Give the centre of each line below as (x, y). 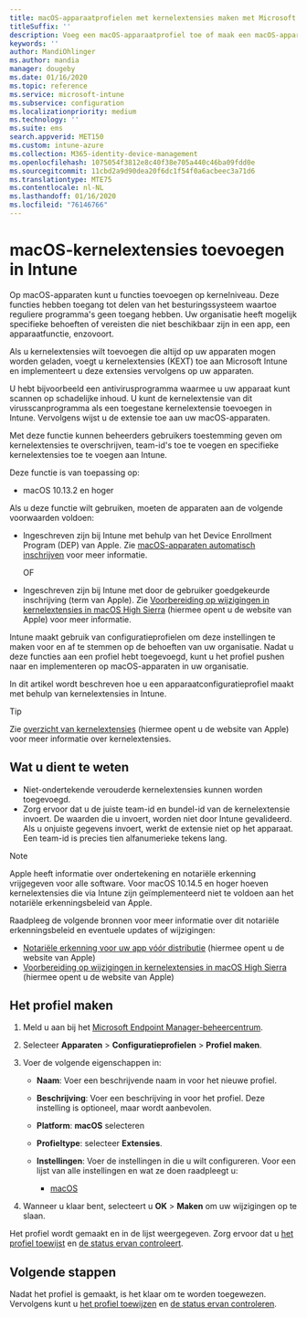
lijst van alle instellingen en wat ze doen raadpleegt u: (137, 1171)
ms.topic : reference (49, 86)
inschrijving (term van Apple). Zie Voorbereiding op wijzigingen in (146, 600)
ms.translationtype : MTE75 (61, 179)
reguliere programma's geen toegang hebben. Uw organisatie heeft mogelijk (153, 314)
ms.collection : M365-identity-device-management (104, 154)
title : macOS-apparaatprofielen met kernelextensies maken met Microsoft (153, 18)
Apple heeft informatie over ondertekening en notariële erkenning (133, 873)
